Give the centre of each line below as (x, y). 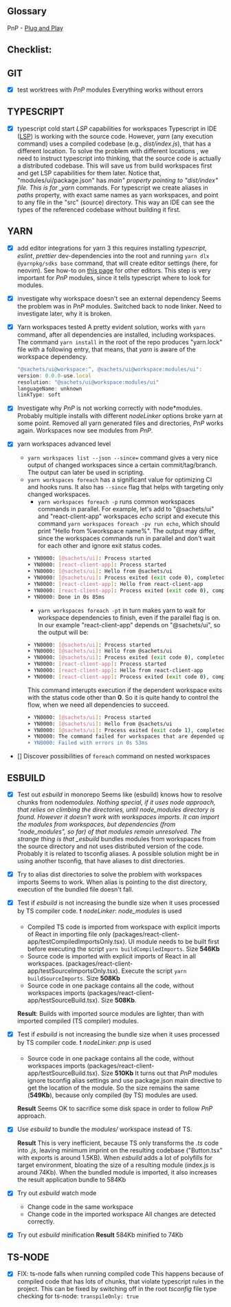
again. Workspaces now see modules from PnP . (85, 431)
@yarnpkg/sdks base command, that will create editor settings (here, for (118, 263)
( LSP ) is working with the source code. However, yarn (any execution (115, 136)
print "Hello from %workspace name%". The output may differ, (126, 531)
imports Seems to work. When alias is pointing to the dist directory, (112, 882)
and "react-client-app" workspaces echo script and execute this (129, 516)
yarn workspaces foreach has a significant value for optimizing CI (120, 480)
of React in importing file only (69, 934)
